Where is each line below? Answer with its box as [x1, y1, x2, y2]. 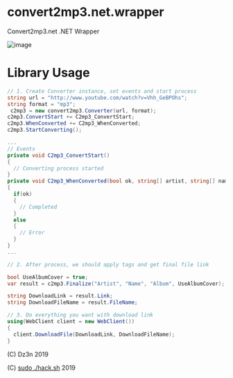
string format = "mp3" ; [7, 101, 76, 108]
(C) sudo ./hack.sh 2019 [7, 363, 76, 372]
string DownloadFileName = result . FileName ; [7, 299, 138, 306]
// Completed [19, 203, 58, 210]
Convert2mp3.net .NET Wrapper [7, 27, 100, 35]
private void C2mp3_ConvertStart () [7, 152, 110, 159]
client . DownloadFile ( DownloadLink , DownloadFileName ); [13, 331, 175, 338]
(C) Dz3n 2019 [7, 350, 49, 358]
